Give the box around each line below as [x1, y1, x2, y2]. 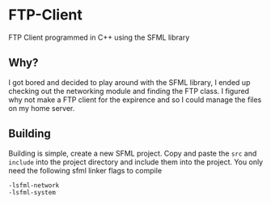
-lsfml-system [8, 188, 57, 196]
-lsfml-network [8, 181, 60, 190]
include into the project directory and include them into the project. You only [8, 156, 264, 167]
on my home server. [8, 103, 75, 113]
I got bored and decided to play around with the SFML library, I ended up [8, 77, 251, 87]
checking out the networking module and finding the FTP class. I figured [8, 86, 249, 96]
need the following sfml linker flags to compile [8, 165, 163, 175]
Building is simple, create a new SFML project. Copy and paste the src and [8, 148, 257, 158]
